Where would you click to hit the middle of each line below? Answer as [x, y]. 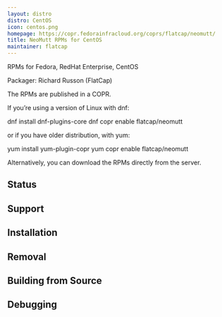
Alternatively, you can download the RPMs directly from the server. [104, 162]
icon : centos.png [33, 27]
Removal [27, 257]
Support [26, 209]
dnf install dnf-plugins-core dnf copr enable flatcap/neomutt [95, 121]
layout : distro [30, 14]
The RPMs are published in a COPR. [59, 94]
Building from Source [55, 281]
